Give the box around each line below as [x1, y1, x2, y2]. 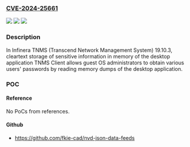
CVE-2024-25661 [6, 4, 58, 12]
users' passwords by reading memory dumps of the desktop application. [6, 65, 183, 72]
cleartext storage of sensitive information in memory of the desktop [6, 53, 171, 60]
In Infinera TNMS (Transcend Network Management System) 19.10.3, [6, 46, 173, 54]
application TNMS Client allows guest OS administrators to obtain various [6, 59, 185, 66]
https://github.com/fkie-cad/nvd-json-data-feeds [14, 134, 135, 141]
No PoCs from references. [6, 107, 70, 115]
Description [6, 33, 41, 41]
